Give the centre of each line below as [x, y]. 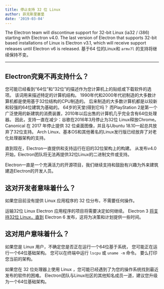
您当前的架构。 [20, 259]
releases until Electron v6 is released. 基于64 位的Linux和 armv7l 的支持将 [79, 49]
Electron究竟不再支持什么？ [47, 76]
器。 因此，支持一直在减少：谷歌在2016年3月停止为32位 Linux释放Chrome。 [82, 120]
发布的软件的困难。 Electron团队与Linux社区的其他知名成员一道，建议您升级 [81, 275]
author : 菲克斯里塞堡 [25, 14]
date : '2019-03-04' [25, 19]
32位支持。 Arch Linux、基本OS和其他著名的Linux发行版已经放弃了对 [83, 132]
